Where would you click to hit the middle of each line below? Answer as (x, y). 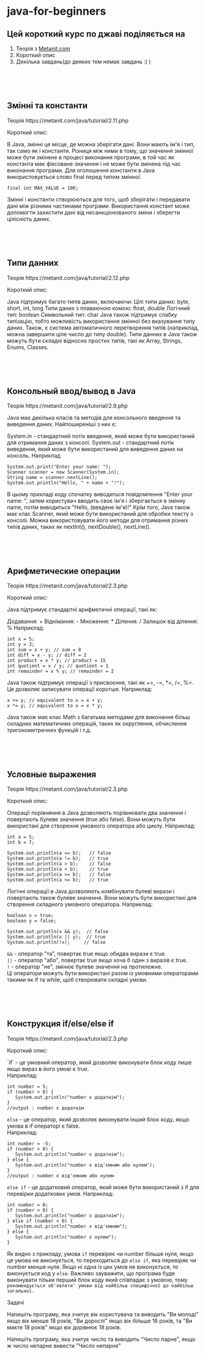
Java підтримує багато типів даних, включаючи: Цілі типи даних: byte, (99, 301)
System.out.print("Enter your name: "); (59, 467)
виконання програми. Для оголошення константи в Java (81, 170)
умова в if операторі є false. (43, 1126)
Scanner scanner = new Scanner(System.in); (63, 472)
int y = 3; (21, 644)
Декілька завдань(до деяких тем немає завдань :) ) (83, 62)
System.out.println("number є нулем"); (66, 1237)
